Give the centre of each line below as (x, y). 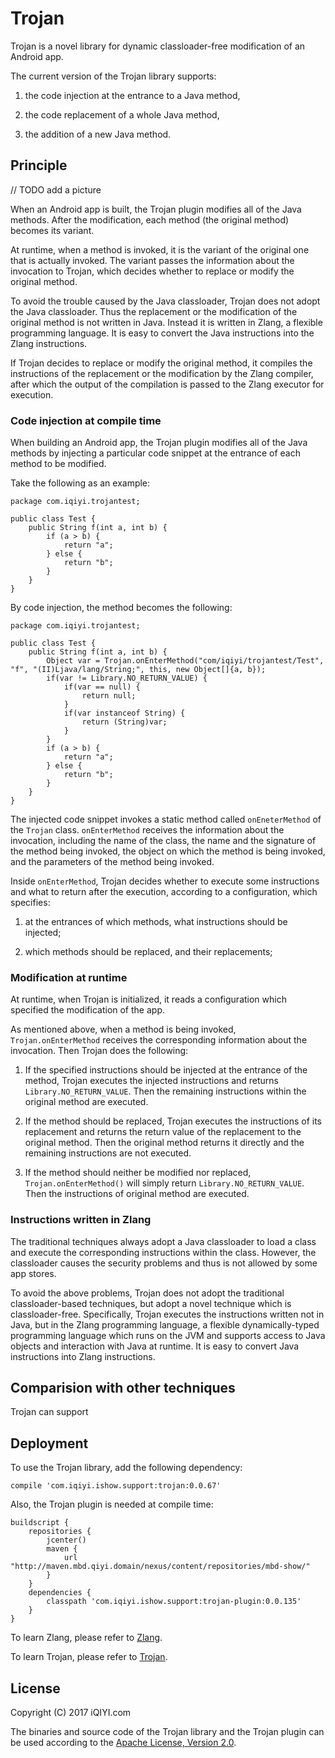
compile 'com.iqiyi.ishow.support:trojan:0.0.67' (116, 1486)
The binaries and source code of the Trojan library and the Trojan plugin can (167, 1732)
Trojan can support (49, 1412)
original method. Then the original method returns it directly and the (164, 1143)
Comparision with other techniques (123, 1388)
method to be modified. (58, 464)
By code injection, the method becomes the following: (121, 608)
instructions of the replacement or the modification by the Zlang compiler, (162, 373)
